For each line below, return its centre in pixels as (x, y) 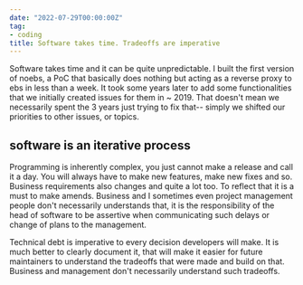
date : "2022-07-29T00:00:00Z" (66, 18)
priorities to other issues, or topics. (75, 117)
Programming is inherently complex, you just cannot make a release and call (151, 167)
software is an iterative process (100, 145)
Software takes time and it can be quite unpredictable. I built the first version (152, 69)
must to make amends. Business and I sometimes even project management (151, 196)
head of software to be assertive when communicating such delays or (139, 215)
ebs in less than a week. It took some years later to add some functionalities (151, 88)
